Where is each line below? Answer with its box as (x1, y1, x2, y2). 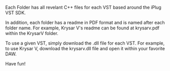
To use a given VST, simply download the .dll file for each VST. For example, (5, 40, 165, 46)
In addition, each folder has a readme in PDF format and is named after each (5, 20, 165, 25)
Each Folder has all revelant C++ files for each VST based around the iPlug (5, 5, 161, 10)
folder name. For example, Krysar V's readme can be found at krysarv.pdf (5, 25, 160, 31)
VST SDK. (5, 10, 26, 16)
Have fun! (5, 61, 26, 66)
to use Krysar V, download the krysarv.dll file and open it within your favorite (5, 46, 165, 51)
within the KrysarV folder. (5, 30, 58, 36)
